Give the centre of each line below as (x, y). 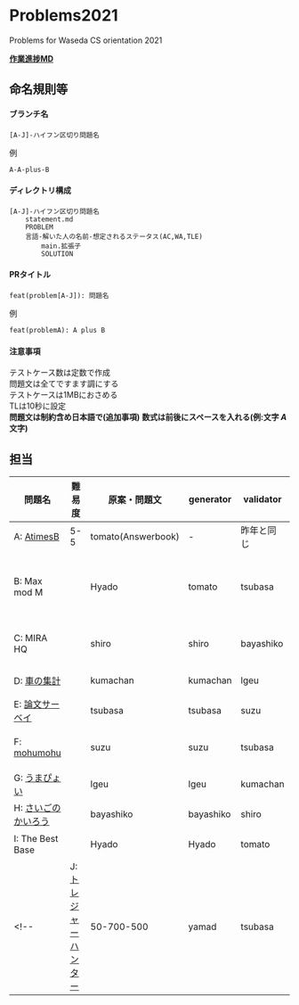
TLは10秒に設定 (38, 406)
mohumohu (38, 753)
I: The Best (36, 838)
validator (263, 498)
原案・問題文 (135, 499)
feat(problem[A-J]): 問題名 (59, 295)
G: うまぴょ (37, 778)
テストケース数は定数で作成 (60, 373)
